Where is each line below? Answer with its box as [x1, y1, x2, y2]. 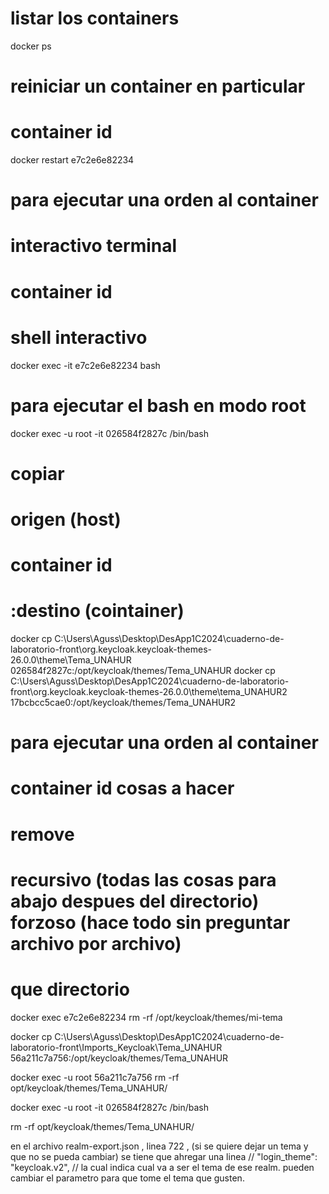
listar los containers [10, 7, 180, 30]
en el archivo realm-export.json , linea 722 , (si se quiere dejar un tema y [10, 1140, 309, 1152]
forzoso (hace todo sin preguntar [10, 911, 291, 934]
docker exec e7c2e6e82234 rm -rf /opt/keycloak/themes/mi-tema [10, 1011, 283, 1023]
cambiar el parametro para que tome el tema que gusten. [10, 1172, 245, 1184]
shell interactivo [10, 326, 148, 349]
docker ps [10, 40, 52, 52]
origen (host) [10, 508, 122, 531]
